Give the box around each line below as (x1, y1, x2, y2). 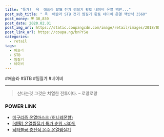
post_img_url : (5, 25, 34, 30)
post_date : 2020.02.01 (5, 20, 51, 26)
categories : (5, 35, 29, 39)
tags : (5, 43, 16, 48)
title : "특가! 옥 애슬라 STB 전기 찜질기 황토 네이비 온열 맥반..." (5, 7, 131, 12)
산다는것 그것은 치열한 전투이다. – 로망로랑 (17, 91, 98, 97)
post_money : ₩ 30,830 (5, 16, 49, 21)
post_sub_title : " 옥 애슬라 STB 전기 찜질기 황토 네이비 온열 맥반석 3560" (5, 12, 147, 17)
